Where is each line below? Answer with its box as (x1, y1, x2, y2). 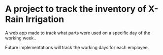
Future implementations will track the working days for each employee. (5, 44, 149, 50)
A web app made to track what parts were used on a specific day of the (5, 30, 151, 36)
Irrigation (25, 14, 65, 25)
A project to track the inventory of (5, 3, 147, 15)
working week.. (5, 35, 36, 41)
